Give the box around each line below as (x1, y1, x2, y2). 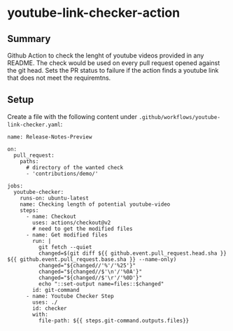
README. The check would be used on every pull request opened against (7, 59, 220, 67)
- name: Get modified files (25, 231, 108, 239)
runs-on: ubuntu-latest (20, 195, 90, 202)
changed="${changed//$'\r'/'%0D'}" (38, 274, 142, 281)
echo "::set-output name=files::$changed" (38, 280, 164, 288)
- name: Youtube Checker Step (25, 293, 114, 300)
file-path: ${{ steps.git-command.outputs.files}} (38, 317, 190, 324)
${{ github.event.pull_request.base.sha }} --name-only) (7, 255, 177, 263)
